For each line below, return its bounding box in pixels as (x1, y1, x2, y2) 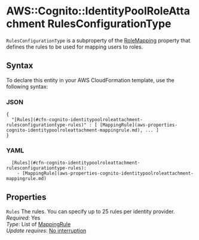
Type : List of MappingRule (6, 221, 71, 228)
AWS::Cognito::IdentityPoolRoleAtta (6, 4, 190, 18)
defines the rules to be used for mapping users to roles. (6, 43, 143, 50)
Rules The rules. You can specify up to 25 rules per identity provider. (6, 208, 175, 215)
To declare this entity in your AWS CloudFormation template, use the (6, 76, 174, 83)
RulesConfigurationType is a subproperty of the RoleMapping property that (6, 37, 191, 44)
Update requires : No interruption (6, 227, 87, 235)
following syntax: (6, 83, 48, 90)
